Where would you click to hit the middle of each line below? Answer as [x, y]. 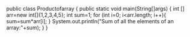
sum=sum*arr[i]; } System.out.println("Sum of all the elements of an [90, 21]
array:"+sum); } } [27, 27]
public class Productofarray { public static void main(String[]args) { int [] [95, 9]
